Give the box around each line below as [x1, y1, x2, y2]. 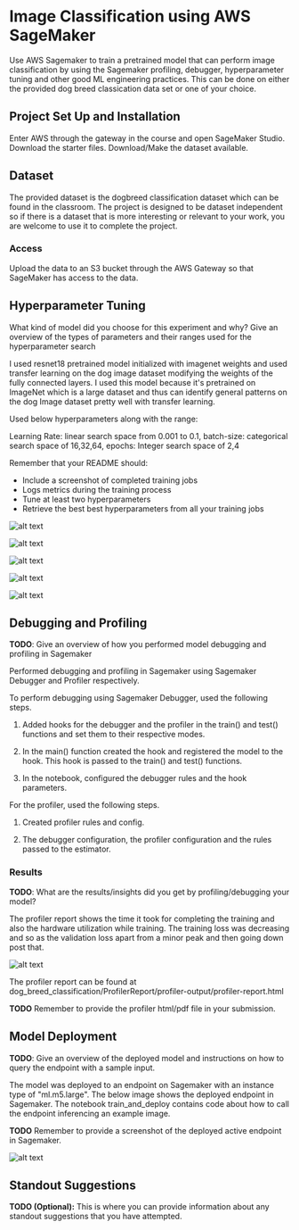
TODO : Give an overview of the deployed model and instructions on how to [9, 1052, 285, 1063]
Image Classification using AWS [9, 6, 251, 27]
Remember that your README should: [9, 457, 149, 468]
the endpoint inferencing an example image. [9, 1108, 171, 1118]
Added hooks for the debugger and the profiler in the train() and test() [21, 719, 279, 730]
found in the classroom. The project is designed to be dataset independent [9, 201, 283, 212]
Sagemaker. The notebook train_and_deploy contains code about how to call [9, 1098, 289, 1109]
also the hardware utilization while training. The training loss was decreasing [9, 922, 290, 934]
